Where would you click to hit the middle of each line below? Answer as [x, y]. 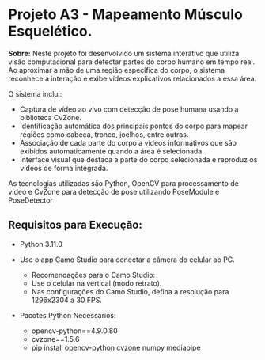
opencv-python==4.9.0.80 [75, 331]
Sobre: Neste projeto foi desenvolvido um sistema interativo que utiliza [124, 53]
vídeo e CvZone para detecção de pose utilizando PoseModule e [114, 191]
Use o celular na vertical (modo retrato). [97, 283]
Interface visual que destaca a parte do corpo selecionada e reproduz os [138, 159]
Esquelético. [50, 31]
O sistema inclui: [35, 93]
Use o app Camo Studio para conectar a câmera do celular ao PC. [127, 260]
